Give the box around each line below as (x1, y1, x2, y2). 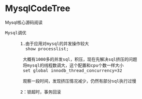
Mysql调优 (5, 30, 27, 35)
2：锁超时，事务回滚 (20, 89, 61, 95)
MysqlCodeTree (5, 3, 71, 14)
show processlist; (25, 46, 69, 51)
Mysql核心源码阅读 (5, 19, 43, 25)
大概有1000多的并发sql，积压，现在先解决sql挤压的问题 (23, 57, 138, 62)
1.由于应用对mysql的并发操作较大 (20, 41, 89, 46)
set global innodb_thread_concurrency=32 (23, 68, 122, 73)
